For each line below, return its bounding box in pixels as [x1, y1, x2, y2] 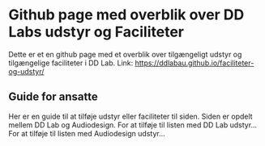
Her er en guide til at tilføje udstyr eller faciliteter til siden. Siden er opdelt [8, 111, 253, 121]
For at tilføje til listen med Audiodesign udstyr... [8, 128, 165, 138]
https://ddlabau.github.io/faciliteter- [135, 58, 254, 68]
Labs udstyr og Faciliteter [8, 23, 185, 41]
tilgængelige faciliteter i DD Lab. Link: [8, 58, 134, 68]
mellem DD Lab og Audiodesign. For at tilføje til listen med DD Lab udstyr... [8, 119, 258, 130]
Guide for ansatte [8, 90, 99, 104]
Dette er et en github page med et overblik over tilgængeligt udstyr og [8, 49, 242, 59]
